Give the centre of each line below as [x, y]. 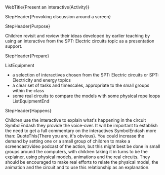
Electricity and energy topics [41, 80]
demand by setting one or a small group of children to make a [68, 141]
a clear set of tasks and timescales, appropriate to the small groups [81, 85]
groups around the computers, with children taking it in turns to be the [77, 152]
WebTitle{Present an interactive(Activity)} [47, 7]
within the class [28, 90]
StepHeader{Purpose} [28, 26]
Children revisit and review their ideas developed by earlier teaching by [78, 36]
